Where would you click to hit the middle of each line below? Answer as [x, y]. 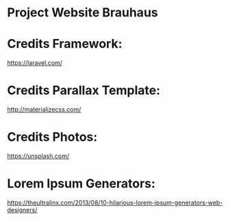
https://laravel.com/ [35, 63]
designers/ [22, 209]
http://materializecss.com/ [44, 109]
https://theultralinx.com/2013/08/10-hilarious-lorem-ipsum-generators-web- [115, 203]
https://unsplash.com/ [38, 156]
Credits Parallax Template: [84, 91]
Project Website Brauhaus [83, 13]
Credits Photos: [52, 137]
